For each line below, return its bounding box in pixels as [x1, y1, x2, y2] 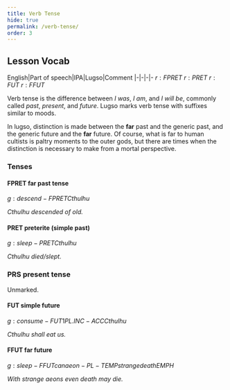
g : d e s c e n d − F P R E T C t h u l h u [7, 195, 90, 203]
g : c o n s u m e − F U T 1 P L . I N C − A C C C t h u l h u [7, 317, 127, 325]
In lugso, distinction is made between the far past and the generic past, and [7, 123, 224, 131]
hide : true [7, 17, 39, 24]
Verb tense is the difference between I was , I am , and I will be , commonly [7, 94, 217, 103]
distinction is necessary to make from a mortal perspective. [7, 145, 177, 153]
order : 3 [7, 29, 33, 37]
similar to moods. [7, 109, 57, 118]
